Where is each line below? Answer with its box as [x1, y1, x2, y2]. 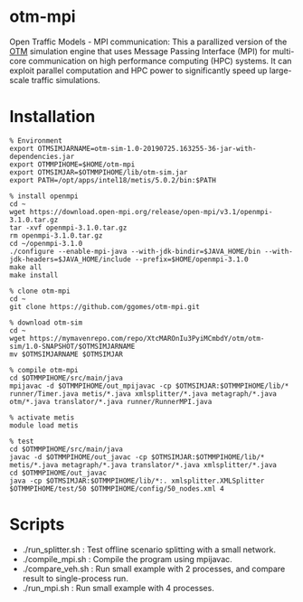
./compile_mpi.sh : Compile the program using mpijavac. [22, 553, 232, 564]
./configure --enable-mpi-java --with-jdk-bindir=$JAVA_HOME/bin [9, 247, 260, 256]
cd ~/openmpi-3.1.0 [9, 239, 83, 248]
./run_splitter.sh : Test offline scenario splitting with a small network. [22, 544, 276, 555]
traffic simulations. [31, 74, 101, 85]
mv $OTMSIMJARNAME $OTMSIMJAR [9, 350, 124, 359]
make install [9, 270, 59, 279]
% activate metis [9, 413, 75, 422]
